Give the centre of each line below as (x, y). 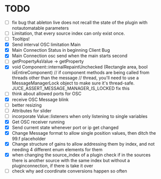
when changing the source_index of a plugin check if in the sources (81, 155)
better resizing (27, 105)
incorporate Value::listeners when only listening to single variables (80, 116)
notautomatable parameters (40, 28)
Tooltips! (21, 39)
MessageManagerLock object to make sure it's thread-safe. (73, 83)
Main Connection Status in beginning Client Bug (61, 50)
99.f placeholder (29, 138)
